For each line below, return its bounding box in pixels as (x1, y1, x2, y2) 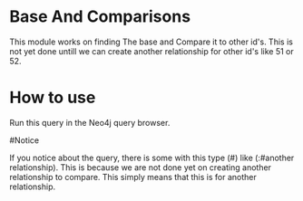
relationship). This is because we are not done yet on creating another (9, 161, 272, 173)
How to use (9, 88, 96, 108)
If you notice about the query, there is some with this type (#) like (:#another (9, 152, 295, 163)
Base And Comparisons (9, 6, 191, 27)
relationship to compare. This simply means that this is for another (9, 171, 257, 182)
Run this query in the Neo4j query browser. (9, 117, 171, 128)
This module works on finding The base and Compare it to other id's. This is (9, 36, 293, 47)
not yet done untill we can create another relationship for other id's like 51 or (9, 45, 295, 56)
